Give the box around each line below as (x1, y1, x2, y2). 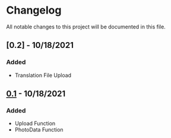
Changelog (6, 4, 62, 17)
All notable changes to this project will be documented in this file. (6, 23, 166, 30)
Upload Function (14, 120, 56, 127)
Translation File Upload (14, 72, 72, 79)
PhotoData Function (14, 126, 64, 133)
